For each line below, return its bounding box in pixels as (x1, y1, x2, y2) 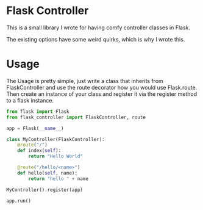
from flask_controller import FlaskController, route (6, 114, 146, 120)
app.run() (6, 198, 32, 204)
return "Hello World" (28, 153, 84, 159)
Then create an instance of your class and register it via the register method (6, 90, 197, 98)
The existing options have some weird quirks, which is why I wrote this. (6, 35, 185, 43)
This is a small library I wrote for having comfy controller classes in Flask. (6, 24, 191, 31)
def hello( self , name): (17, 170, 78, 176)
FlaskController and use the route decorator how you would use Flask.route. (6, 84, 198, 91)
